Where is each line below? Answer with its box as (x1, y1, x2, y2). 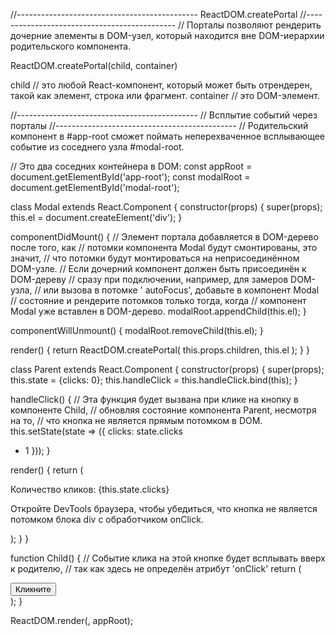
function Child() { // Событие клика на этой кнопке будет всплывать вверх (10, 552, 326, 564)
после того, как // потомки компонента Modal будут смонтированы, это (10, 242, 318, 253)
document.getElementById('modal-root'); (10, 182, 180, 193)
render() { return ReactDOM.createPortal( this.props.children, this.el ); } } (10, 344, 310, 356)
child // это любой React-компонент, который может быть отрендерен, (10, 79, 313, 91)
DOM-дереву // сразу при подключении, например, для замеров (10, 274, 289, 285)
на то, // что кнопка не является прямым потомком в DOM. (10, 415, 263, 426)
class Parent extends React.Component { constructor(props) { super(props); (10, 364, 325, 375)
